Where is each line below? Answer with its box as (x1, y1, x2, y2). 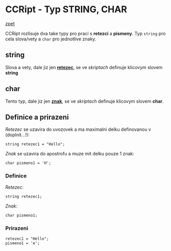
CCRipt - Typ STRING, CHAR (5, 4, 128, 15)
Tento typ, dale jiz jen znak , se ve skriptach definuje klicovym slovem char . (5, 98, 164, 104)
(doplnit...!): (5, 132, 30, 138)
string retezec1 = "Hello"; (5, 142, 65, 147)
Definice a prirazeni (5, 112, 69, 121)
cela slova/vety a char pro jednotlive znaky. (5, 36, 96, 42)
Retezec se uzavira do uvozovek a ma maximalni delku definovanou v (5, 126, 152, 132)
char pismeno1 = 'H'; (5, 161, 52, 166)
